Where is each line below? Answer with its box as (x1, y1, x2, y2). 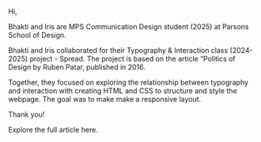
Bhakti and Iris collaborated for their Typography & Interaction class (8, 46, 229, 54)
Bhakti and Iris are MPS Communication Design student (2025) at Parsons (8, 22, 249, 31)
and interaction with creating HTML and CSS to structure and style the (8, 86, 237, 95)
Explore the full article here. (8, 125, 99, 134)
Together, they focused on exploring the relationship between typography (8, 78, 249, 87)
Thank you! (8, 110, 45, 119)
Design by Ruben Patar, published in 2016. (8, 62, 146, 72)
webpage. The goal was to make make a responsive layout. (8, 95, 202, 103)
